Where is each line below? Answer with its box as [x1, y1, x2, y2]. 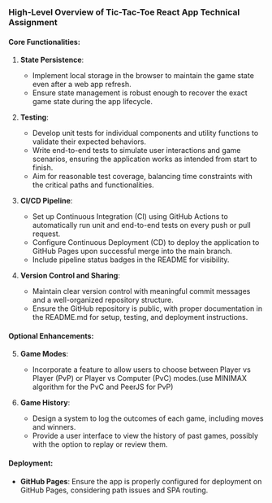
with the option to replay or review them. [32, 440, 168, 449]
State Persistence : [19, 55, 84, 65]
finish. [32, 163, 54, 173]
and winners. [32, 422, 76, 432]
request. [32, 229, 61, 238]
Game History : [19, 398, 71, 408]
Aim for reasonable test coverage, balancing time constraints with [32, 172, 253, 182]
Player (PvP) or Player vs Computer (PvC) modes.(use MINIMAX [32, 374, 248, 383]
